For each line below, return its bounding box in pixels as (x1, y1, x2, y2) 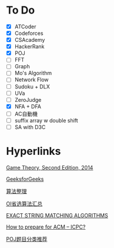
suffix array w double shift (14, 117, 78, 124)
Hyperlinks (6, 145, 61, 158)
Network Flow (14, 76, 49, 83)
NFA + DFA (14, 102, 41, 110)
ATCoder (14, 23, 36, 30)
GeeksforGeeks (6, 175, 44, 183)
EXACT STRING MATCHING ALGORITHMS (6, 211, 109, 219)
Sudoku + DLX (14, 83, 50, 90)
